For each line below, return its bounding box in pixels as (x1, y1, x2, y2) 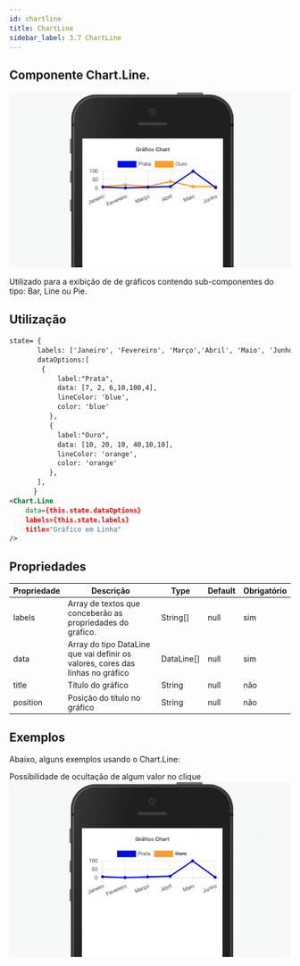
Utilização (9, 312, 67, 327)
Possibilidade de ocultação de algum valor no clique (9, 770, 202, 781)
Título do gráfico (67, 679, 129, 691)
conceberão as (67, 607, 123, 618)
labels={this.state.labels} (25, 515, 129, 524)
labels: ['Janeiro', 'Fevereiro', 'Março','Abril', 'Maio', (37, 346, 266, 354)
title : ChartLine (9, 23, 74, 33)
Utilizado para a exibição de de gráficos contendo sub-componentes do (9, 277, 274, 287)
